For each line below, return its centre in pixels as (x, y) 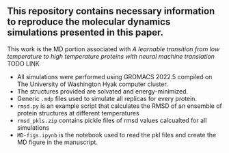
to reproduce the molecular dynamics (89, 22)
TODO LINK (23, 64)
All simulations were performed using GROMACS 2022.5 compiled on (114, 76)
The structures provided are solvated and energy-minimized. (103, 91)
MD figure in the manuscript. (57, 142)
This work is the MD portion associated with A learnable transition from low (113, 49)
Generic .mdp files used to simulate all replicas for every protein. (107, 98)
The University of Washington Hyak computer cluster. (93, 84)
